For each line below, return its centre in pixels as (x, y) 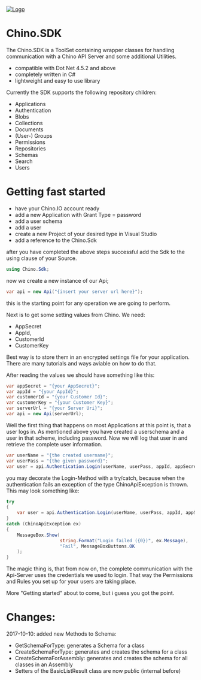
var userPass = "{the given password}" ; (57, 461)
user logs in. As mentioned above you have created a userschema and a (95, 431)
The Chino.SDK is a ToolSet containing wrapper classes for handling (90, 50)
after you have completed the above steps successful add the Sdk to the (96, 252)
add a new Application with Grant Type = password (78, 214)
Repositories (30, 148)
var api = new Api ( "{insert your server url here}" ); (75, 291)
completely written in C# (45, 74)
